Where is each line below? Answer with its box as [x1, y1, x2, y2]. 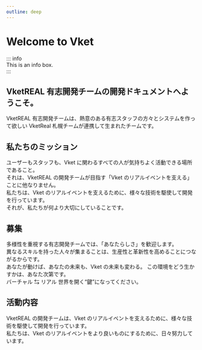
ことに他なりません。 [6, 181, 59, 189]
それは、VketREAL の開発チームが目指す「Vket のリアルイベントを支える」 [6, 174, 193, 181]
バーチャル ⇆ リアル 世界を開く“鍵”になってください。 [6, 278, 142, 285]
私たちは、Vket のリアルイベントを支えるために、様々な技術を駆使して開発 [6, 189, 193, 196]
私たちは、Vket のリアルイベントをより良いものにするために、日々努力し [6, 330, 188, 337]
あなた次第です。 [27, 270, 69, 278]
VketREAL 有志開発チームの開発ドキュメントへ [6, 86, 181, 96]
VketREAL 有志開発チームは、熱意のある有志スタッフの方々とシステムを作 [6, 115, 191, 122]
